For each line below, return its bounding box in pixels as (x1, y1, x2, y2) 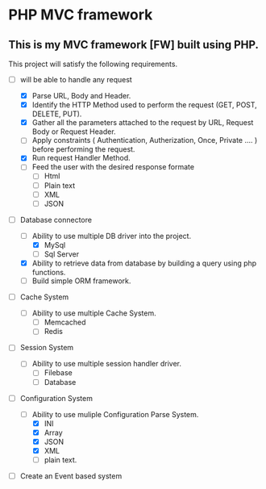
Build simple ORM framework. (31, 276, 131, 286)
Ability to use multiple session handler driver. (31, 359, 181, 369)
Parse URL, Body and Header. (31, 91, 131, 101)
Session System (19, 343, 74, 353)
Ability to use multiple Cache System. (31, 308, 156, 318)
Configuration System (19, 393, 93, 403)
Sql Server (44, 249, 79, 259)
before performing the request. (31, 144, 135, 154)
